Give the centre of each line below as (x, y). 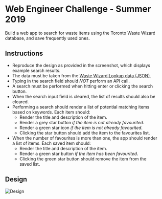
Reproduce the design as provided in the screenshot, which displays (81, 65)
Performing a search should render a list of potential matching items (81, 107)
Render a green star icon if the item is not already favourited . (81, 128)
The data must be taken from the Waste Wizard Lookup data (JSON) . (81, 76)
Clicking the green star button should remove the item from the (83, 159)
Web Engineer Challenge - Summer (78, 9)
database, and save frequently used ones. (47, 38)
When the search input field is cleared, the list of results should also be (84, 96)
